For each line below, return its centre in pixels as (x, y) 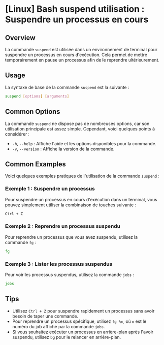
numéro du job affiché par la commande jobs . (59, 326)
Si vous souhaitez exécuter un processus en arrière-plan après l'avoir (83, 332)
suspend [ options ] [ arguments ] (37, 96)
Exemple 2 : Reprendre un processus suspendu (63, 226)
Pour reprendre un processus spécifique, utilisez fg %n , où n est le (79, 321)
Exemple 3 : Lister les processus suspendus (59, 264)
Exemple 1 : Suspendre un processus (50, 189)
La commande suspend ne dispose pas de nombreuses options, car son (77, 124)
